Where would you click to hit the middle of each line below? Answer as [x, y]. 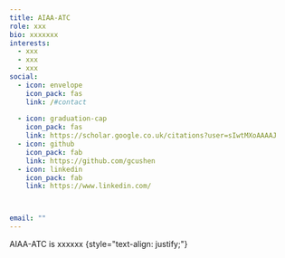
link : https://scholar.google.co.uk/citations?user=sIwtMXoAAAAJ [152, 136]
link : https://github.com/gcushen [90, 161]
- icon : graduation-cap [62, 119]
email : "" [28, 218]
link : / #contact [57, 102]
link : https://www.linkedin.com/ [89, 186]
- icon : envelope [50, 85]
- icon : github [46, 144]
